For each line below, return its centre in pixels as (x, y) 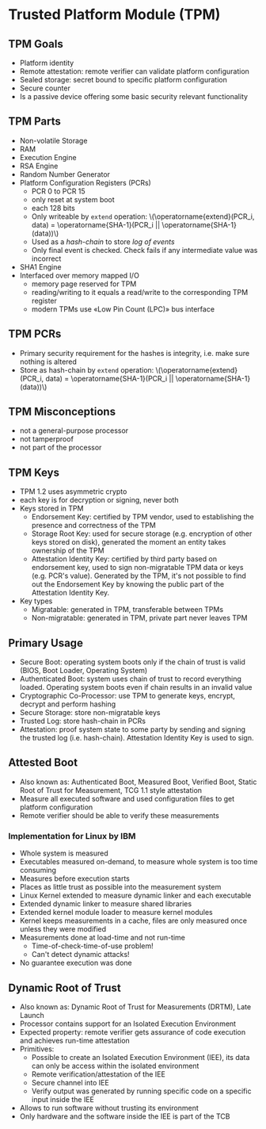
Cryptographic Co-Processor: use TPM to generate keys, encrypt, (127, 696)
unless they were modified (63, 929)
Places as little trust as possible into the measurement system (120, 887)
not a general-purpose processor (74, 431)
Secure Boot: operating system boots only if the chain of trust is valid (132, 662)
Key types (36, 601)
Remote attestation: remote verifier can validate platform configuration (134, 71)
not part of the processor (61, 448)
